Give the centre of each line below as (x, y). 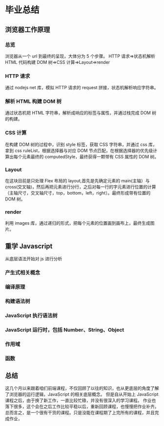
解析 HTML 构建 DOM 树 (33, 101)
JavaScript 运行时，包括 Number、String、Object (65, 329)
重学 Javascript (29, 246)
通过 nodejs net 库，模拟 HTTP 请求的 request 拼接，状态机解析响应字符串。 (82, 88)
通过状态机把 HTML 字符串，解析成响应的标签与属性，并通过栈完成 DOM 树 (81, 113)
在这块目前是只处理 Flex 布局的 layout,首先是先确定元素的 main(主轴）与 (77, 181)
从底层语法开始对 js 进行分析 (34, 259)
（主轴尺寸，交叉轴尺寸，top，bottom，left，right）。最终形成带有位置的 (78, 193)
